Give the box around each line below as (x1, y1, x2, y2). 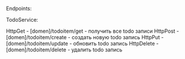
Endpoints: (6, 5, 32, 12)
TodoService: (6, 16, 39, 23)
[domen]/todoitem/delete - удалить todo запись (6, 46, 123, 53)
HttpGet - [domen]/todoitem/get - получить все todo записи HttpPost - (6, 27, 179, 34)
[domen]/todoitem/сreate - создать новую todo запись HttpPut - (6, 34, 164, 40)
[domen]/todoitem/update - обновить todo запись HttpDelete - (6, 40, 159, 47)
